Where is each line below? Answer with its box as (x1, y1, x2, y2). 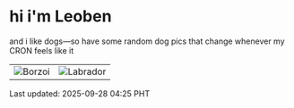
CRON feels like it (9, 45, 74, 55)
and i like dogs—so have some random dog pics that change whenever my (9, 36, 285, 46)
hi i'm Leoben (9, 6, 112, 27)
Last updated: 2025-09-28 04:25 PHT (9, 87, 151, 99)
